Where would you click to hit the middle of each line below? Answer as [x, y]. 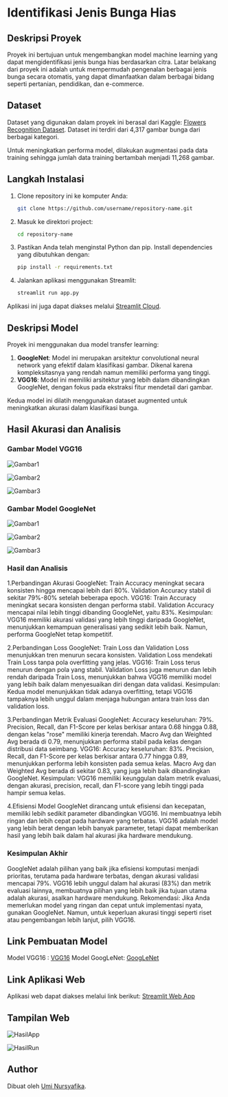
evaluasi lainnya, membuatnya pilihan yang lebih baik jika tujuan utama [107, 890]
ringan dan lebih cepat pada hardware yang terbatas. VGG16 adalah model [113, 821]
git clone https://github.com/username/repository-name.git [105, 208]
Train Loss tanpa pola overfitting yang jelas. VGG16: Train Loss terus [104, 662]
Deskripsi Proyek [44, 38]
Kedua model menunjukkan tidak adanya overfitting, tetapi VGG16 [100, 692]
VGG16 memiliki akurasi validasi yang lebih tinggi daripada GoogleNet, [106, 620]
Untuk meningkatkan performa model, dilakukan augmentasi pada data [107, 150]
